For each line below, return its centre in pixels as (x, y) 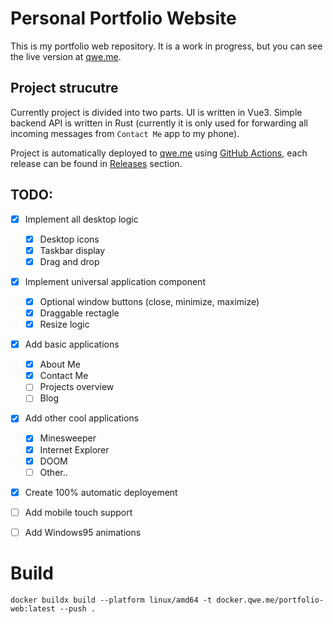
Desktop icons (69, 239)
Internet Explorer (74, 449)
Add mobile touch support (78, 512)
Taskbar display (72, 250)
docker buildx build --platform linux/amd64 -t (111, 600)
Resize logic (64, 324)
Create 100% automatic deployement (101, 492)
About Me (60, 364)
